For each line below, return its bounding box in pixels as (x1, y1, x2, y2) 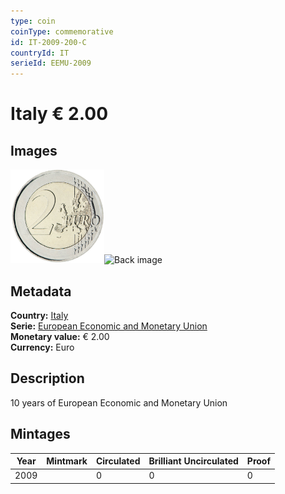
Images (10, 142, 58, 159)
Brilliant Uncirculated (148, 455, 239, 467)
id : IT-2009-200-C (10, 37, 87, 47)
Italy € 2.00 (10, 103, 109, 125)
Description (10, 370, 85, 387)
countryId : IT (10, 48, 70, 58)
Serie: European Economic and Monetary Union (10, 320, 208, 332)
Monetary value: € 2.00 (10, 330, 110, 342)
